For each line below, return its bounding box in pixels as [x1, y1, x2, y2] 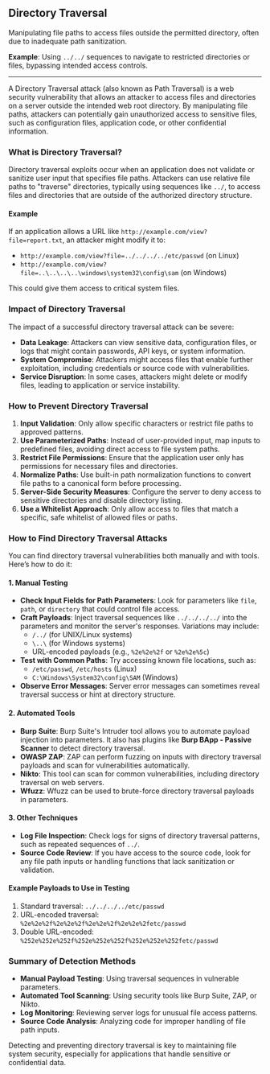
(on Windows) [180, 268, 227, 278]
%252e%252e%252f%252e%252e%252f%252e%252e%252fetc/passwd [19, 937, 219, 945]
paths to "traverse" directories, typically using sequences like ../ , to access [8, 182, 261, 191]
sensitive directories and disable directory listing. [19, 495, 183, 505]
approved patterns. [19, 426, 84, 437]
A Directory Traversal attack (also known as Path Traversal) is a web [8, 84, 235, 93]
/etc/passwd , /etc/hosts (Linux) [31, 664, 137, 674]
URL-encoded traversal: [19, 910, 100, 920]
